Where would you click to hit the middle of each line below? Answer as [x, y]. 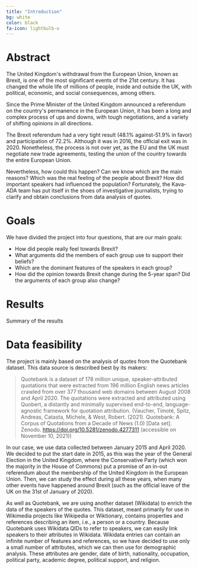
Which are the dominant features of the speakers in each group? [94, 268]
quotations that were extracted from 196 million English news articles [105, 385]
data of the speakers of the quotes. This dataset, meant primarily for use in [98, 509]
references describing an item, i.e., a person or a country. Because [88, 522]
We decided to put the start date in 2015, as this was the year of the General [99, 454]
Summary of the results [35, 321]
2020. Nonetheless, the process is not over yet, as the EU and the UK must [98, 148]
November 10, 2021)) [46, 436]
